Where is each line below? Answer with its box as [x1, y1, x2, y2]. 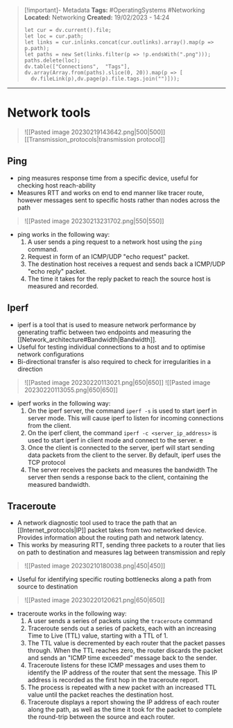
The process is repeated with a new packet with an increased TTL [27, 684, 216, 692]
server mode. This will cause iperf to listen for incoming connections [27, 413, 224, 422]
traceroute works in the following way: [17, 609, 127, 618]
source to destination [17, 583, 78, 591]
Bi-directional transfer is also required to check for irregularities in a [17, 357, 212, 365]
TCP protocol [27, 458, 66, 466]
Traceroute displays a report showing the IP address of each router [27, 698, 220, 706]
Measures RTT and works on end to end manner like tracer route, [17, 188, 205, 197]
